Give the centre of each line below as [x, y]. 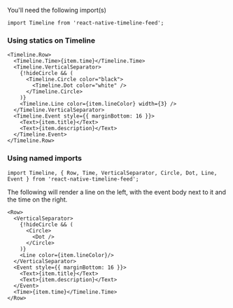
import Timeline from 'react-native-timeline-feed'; [86, 23]
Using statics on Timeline [51, 40]
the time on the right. [37, 199]
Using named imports [45, 158]
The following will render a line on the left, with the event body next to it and [116, 192]
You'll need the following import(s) [57, 10]
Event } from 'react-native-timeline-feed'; [73, 179]
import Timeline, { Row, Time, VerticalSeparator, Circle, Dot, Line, [112, 173]
